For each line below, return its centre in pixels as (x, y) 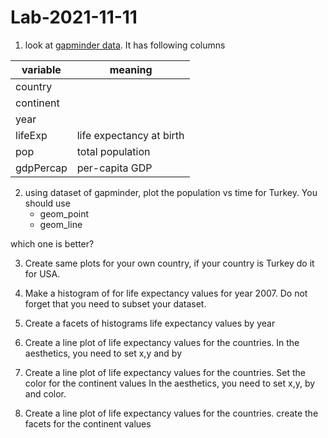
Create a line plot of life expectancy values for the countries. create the (171, 413)
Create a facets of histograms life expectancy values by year (150, 323)
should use (47, 203)
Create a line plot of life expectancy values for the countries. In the (162, 342)
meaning (131, 69)
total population (113, 151)
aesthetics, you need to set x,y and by (103, 353)
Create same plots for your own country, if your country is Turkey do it (169, 263)
